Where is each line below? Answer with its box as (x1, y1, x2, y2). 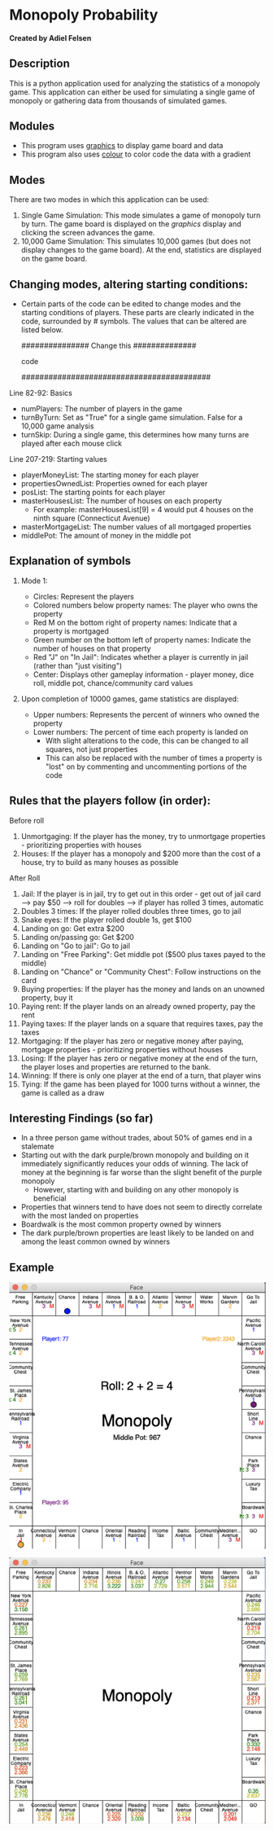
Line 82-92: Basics (9, 389, 72, 398)
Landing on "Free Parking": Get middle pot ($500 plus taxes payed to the (20, 949, 266, 959)
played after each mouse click (20, 438, 123, 449)
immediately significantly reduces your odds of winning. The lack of (20, 1159, 249, 1169)
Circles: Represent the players (33, 591, 135, 601)
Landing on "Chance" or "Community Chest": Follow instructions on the (20, 967, 261, 977)
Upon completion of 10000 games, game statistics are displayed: (20, 694, 239, 704)
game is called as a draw (20, 1087, 105, 1097)
